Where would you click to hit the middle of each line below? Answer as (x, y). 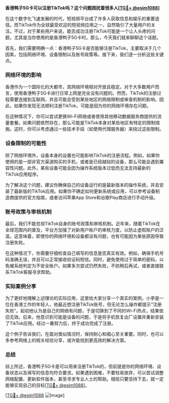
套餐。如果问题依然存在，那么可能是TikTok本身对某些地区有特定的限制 (82, 123)
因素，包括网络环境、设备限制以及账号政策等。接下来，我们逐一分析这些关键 (84, 54)
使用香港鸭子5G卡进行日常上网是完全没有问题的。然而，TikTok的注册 (86, 93)
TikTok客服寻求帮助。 (32, 272)
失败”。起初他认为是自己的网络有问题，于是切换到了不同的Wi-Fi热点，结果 (82, 311)
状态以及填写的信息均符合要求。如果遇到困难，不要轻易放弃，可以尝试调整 (87, 373)
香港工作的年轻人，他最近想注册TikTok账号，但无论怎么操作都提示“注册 (88, 304)
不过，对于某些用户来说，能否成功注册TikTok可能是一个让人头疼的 (82, 31)
